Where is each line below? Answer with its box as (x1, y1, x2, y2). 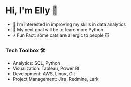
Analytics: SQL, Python (12, 60, 60, 66)
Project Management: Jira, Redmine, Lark (12, 76, 99, 82)
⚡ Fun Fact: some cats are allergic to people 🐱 (12, 32, 110, 38)
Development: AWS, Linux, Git (12, 71, 75, 77)
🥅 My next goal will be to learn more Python (12, 26, 103, 32)
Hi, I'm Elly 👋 (5, 5, 58, 16)
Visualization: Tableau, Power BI (12, 65, 80, 72)
